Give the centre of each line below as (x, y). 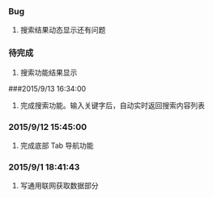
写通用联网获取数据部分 (59, 186)
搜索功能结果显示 (49, 72)
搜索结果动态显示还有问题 (63, 30)
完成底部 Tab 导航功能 (57, 145)
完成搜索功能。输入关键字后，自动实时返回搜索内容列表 (112, 105)
